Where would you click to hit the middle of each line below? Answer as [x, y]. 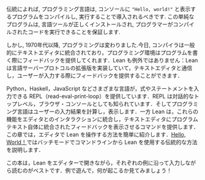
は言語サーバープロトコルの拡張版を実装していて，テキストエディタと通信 [99, 68]
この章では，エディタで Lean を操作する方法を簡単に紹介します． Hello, [96, 134]
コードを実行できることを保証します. [74, 32]
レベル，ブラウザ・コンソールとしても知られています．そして [94, 104]
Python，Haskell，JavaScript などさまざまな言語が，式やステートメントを [100, 88]
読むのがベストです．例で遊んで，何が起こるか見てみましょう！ [92, 171]
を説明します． [25, 150]
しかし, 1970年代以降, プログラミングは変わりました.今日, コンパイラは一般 [101, 45]
